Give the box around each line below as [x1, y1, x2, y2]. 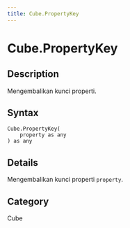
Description [7, 68, 59, 80]
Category [7, 195, 49, 207]
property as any [19, 131, 67, 138]
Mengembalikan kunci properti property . [7, 176, 124, 184]
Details [7, 157, 38, 169]
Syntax [7, 107, 39, 119]
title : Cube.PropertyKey [7, 10, 79, 17]
